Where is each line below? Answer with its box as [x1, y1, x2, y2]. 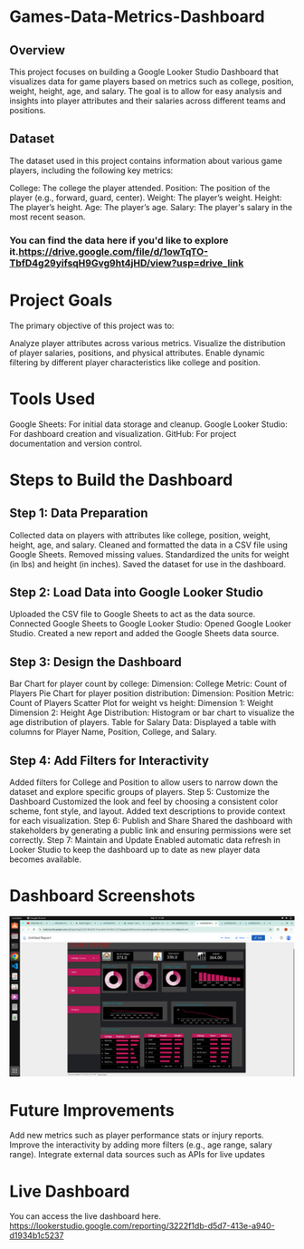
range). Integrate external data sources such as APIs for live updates [9, 1149, 265, 1160]
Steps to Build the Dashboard [9, 470, 233, 490]
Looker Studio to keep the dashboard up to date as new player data [9, 845, 261, 856]
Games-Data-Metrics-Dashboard [9, 6, 265, 27]
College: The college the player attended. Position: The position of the [9, 182, 271, 193]
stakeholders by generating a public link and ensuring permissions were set [9, 825, 291, 836]
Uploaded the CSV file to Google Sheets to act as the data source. [9, 609, 256, 620]
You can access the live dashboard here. [9, 1211, 161, 1222]
